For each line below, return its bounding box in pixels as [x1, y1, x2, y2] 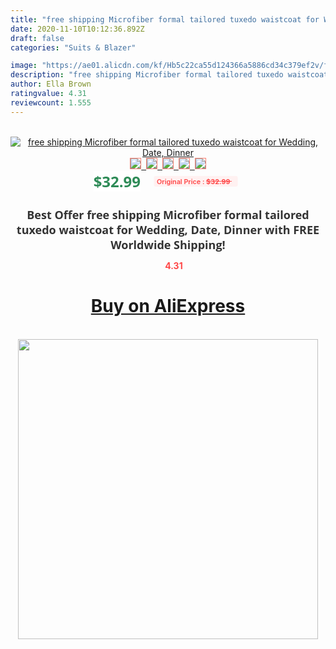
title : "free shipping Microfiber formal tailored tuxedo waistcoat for [10, 14, 320, 25]
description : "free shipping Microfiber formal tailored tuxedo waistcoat [10, 70, 329, 80]
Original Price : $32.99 [156, 176, 231, 186]
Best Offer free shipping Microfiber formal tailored [26, 206, 310, 223]
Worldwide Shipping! [110, 236, 226, 253]
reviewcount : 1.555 [10, 97, 92, 108]
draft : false [10, 33, 65, 43]
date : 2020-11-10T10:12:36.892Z [10, 24, 145, 34]
